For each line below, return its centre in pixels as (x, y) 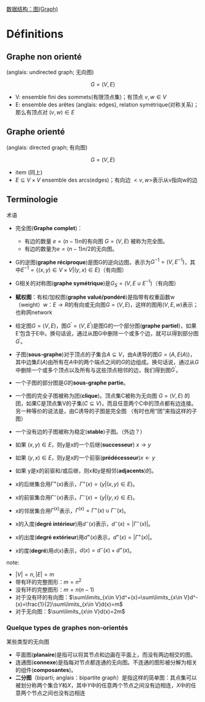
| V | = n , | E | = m (35, 575)
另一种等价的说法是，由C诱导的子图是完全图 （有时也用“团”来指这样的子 (106, 411)
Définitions (35, 34)
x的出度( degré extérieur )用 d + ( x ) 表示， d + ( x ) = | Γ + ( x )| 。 (85, 536)
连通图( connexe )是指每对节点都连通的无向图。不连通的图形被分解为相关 (106, 662)
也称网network (34, 312)
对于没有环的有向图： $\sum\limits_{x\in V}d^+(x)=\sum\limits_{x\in (99, 597)
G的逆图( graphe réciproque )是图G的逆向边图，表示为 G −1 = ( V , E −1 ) (100, 261)
